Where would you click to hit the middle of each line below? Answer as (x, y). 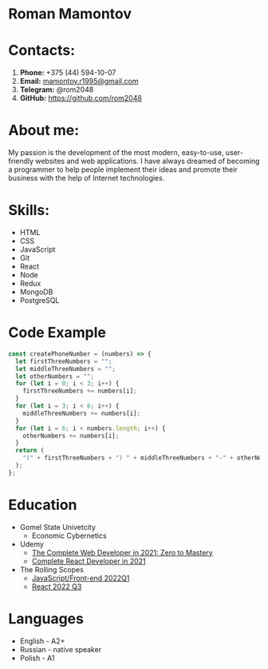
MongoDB (36, 292)
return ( (30, 451)
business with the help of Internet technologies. (87, 178)
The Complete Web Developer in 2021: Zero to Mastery (122, 552)
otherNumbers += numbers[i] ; (71, 436)
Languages (46, 618)
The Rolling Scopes (51, 569)
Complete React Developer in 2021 (89, 561)
